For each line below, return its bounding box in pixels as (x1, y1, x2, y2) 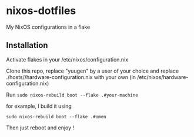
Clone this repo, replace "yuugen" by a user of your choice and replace (6, 67, 179, 74)
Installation (6, 40, 48, 50)
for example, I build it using (6, 102, 72, 109)
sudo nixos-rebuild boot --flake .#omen (6, 114, 107, 119)
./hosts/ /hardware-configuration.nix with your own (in (6, 73, 136, 80)
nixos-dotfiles (6, 4, 76, 18)
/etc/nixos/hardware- (137, 73, 189, 80)
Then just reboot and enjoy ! (6, 124, 75, 131)
